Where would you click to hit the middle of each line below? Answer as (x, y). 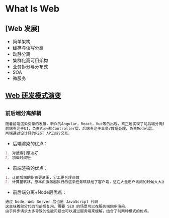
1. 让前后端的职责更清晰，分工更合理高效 (42, 177)
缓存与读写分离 (28, 48)
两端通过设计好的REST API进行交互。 (38, 133)
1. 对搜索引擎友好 (22, 153)
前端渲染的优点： (30, 168)
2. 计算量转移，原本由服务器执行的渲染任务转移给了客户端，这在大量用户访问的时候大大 (83, 182)
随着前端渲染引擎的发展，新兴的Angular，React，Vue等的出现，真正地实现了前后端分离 (84, 124)
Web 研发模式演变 (33, 96)
